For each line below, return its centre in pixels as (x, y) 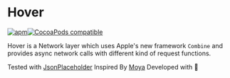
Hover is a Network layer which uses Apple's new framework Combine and (115, 45)
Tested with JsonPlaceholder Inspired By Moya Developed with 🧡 (103, 67)
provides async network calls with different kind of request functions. (109, 53)
